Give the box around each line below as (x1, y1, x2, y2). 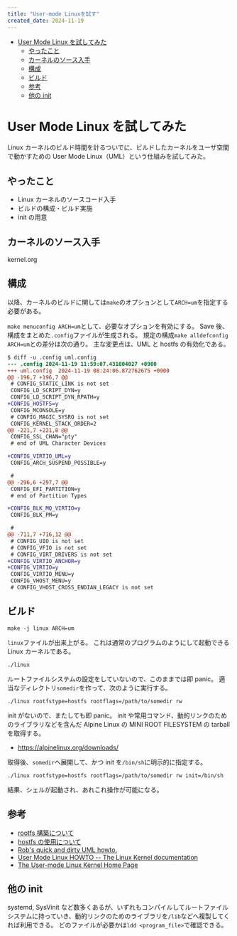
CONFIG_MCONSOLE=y (10, 406, 65, 414)
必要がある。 (7, 307, 45, 315)
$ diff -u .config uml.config (7, 354, 97, 361)
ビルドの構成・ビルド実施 (17, 204, 93, 213)
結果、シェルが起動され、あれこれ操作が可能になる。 (7, 785, 163, 794)
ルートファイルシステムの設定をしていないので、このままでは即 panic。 (7, 674, 218, 683)
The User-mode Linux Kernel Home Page (17, 861, 138, 869)
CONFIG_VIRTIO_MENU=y (10, 571, 75, 578)
